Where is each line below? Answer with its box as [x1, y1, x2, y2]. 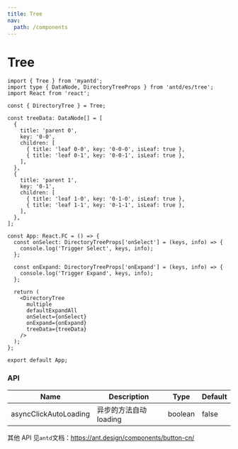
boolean [167, 409, 195, 418]
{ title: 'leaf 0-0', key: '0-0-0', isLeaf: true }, [25, 146, 186, 153]
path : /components [13, 23, 69, 31]
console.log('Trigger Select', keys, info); [20, 245, 154, 253]
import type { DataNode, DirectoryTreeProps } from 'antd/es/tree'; [7, 84, 214, 91]
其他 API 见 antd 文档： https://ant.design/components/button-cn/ [7, 433, 195, 442]
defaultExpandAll [25, 307, 78, 314]
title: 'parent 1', [20, 177, 78, 184]
